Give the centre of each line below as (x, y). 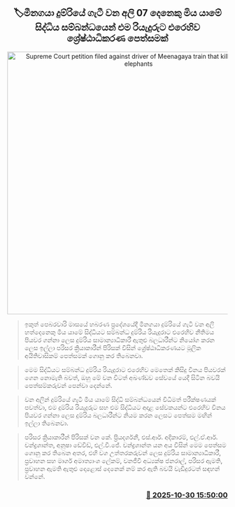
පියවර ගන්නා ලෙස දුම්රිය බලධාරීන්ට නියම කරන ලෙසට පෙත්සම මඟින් (118, 415)
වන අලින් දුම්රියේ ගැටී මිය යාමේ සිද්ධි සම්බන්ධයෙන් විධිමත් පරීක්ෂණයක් (120, 399)
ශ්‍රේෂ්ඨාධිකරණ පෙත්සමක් (117, 39)
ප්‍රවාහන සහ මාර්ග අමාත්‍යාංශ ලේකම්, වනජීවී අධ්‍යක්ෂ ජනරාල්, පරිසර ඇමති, (123, 460)
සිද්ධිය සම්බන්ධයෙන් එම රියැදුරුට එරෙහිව (117, 28)
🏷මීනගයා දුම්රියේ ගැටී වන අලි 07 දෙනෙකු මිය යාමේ (117, 13)
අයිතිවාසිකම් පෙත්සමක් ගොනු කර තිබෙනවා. (84, 355)
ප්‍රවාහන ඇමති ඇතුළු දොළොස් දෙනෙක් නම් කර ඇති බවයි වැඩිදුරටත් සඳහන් (122, 468)
